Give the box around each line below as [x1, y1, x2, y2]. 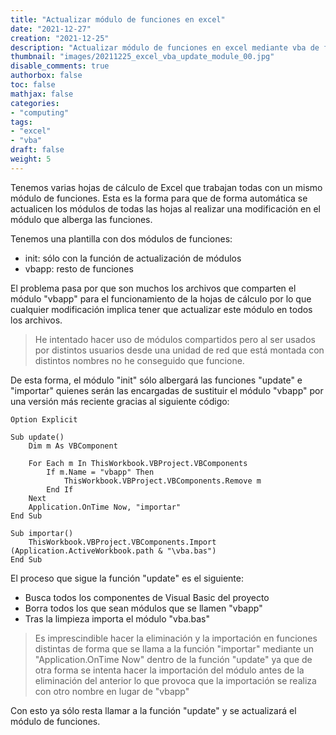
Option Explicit [10, 414, 78, 425]
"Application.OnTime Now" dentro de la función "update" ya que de [34, 653, 313, 665]
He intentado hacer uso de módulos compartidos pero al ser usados [34, 333, 316, 345]
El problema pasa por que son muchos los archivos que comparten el [10, 282, 297, 294]
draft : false [10, 145, 65, 155]
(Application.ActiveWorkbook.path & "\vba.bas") [10, 546, 217, 556]
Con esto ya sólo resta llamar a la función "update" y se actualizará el [10, 704, 297, 716]
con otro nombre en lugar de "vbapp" [34, 685, 190, 697]
